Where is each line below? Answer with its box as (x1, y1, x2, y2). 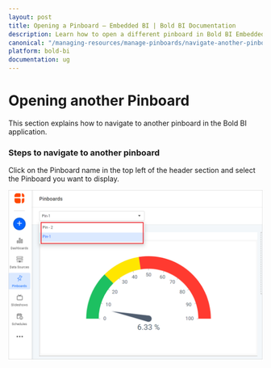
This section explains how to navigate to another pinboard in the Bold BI (8, 118, 248, 128)
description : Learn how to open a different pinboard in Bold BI (8, 30, 232, 38)
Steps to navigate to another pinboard (8, 146, 160, 158)
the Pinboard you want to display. (8, 174, 119, 184)
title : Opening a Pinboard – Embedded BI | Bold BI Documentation (8, 21, 236, 30)
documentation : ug (8, 56, 70, 64)
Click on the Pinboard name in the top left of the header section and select (8, 166, 256, 176)
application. (8, 126, 48, 137)
